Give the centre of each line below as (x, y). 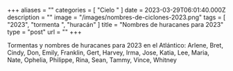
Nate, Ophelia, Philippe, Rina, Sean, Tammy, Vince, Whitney (92, 60)
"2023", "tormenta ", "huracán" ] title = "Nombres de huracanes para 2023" (115, 24)
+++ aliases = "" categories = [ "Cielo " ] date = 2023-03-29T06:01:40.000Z (116, 10)
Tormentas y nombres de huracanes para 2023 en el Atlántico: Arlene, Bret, (115, 45)
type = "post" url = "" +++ (44, 32)
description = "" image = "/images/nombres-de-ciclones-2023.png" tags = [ (116, 17)
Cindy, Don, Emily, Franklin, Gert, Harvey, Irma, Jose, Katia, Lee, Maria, (109, 52)
